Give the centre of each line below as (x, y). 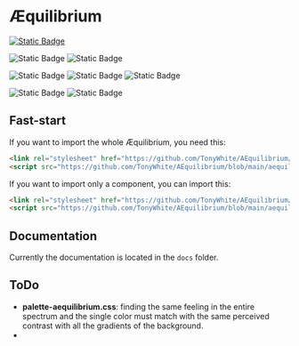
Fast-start (38, 121)
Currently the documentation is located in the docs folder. (114, 257)
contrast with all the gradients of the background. (113, 326)
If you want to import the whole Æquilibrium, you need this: (117, 142)
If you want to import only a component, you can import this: (120, 183)
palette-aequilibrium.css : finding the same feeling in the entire (138, 306)
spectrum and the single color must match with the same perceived (145, 316)
